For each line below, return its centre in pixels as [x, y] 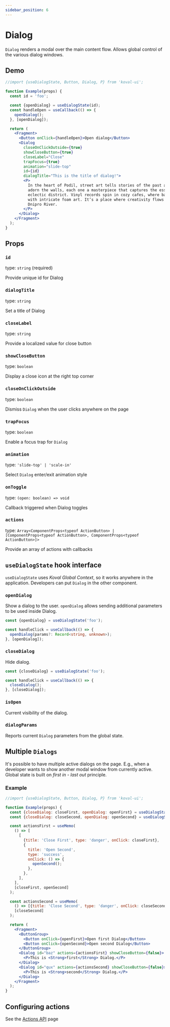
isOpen [13, 702]
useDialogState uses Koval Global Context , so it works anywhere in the [79, 577]
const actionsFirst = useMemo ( [43, 826]
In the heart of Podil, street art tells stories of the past [95, 185]
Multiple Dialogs [31, 752]
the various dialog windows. [35, 54]
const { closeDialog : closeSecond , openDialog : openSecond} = [76, 817]
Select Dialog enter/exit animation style [46, 475]
